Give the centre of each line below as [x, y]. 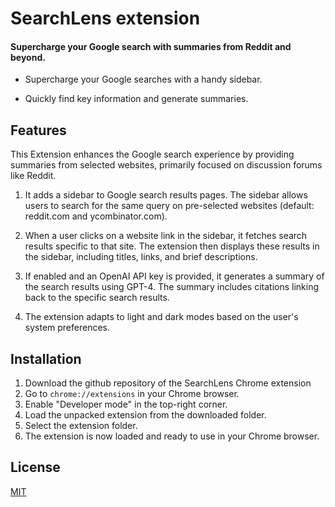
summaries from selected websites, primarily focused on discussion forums [166, 165]
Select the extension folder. [81, 426]
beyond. [28, 57]
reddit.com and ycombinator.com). [96, 216]
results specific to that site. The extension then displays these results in [172, 246]
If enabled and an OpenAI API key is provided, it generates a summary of [174, 276]
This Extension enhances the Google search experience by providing [152, 154]
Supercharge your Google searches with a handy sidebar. [143, 79]
